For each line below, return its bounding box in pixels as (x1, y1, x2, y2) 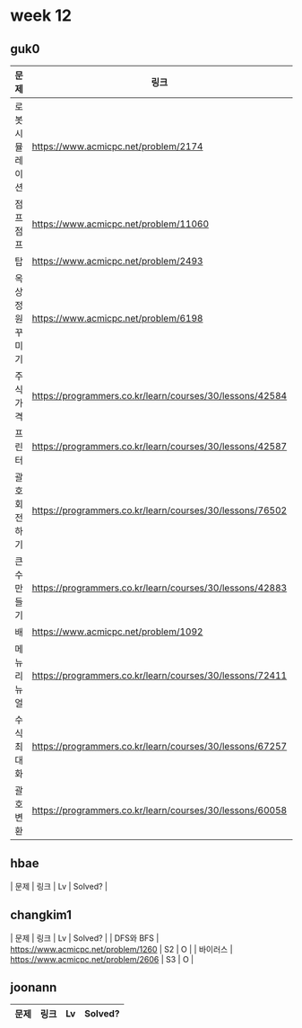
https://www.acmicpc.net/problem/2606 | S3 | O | (10, 953, 194, 964)
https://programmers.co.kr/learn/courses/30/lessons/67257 (31, 740, 288, 752)
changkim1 (10, 908, 73, 923)
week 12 (10, 5, 73, 26)
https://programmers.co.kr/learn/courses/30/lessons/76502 (31, 504, 288, 517)
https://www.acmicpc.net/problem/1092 (31, 625, 203, 638)
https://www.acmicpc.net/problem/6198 (31, 312, 203, 324)
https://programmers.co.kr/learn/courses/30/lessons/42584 (31, 390, 288, 402)
